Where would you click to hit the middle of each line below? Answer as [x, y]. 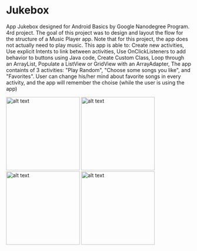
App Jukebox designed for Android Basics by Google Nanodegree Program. [98, 26]
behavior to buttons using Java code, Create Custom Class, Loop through [95, 57]
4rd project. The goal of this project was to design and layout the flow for [95, 32]
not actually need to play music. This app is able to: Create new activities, [95, 45]
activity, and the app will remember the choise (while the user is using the [95, 82]
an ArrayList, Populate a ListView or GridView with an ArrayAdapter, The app [99, 64]
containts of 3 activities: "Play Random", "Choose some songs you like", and [98, 70]
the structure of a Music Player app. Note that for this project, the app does [97, 39]
